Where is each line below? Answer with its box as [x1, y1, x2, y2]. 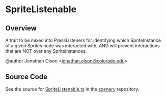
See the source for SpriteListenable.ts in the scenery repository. [5, 86, 140, 92]
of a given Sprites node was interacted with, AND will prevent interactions [5, 43, 160, 49]
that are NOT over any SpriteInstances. [5, 48, 87, 54]
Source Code [5, 73, 47, 81]
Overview [5, 24, 37, 33]
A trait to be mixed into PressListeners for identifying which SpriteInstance [5, 37, 161, 43]
